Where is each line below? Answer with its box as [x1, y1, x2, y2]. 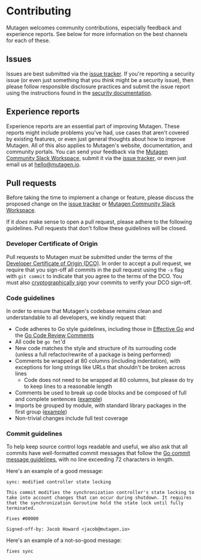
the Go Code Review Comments [14, 332, 94, 339]
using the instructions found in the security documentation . [6, 89, 153, 97]
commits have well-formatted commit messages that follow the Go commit [6, 450, 191, 457]
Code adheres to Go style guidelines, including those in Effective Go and [14, 325, 194, 332]
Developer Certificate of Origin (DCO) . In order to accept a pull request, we [6, 260, 191, 267]
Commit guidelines [6, 429, 63, 438]
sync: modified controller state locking [6, 479, 112, 485]
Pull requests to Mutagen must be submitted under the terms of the [6, 253, 173, 260]
